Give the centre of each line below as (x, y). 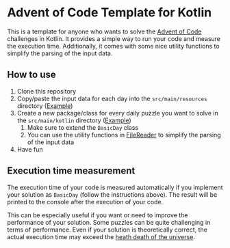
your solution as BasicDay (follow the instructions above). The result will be (112, 194)
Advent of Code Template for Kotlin (110, 13)
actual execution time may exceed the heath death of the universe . (101, 236)
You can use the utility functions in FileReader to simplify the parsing (124, 135)
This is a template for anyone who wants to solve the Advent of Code (104, 31)
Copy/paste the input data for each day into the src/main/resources (112, 98)
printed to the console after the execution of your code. (85, 202)
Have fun (30, 149)
